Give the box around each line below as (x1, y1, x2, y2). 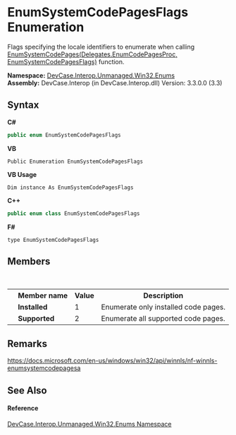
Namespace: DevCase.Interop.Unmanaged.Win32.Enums (7, 71, 175, 80)
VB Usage (7, 170, 37, 178)
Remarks (7, 338, 48, 350)
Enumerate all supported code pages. (101, 314, 225, 324)
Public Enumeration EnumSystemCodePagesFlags (7, 158, 143, 165)
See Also (7, 384, 47, 396)
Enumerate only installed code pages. (101, 302, 226, 312)
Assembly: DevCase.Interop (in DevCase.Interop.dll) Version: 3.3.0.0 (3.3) (7, 78, 223, 87)
